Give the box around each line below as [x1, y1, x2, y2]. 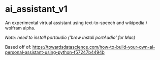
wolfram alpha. [5, 25, 35, 30]
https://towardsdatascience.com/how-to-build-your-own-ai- [32, 44, 155, 50]
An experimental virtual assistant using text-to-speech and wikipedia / [5, 20, 148, 26]
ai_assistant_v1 [5, 3, 68, 15]
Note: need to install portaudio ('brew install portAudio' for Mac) [5, 34, 135, 40]
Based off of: [5, 44, 32, 50]
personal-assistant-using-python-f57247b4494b [5, 49, 105, 55]
